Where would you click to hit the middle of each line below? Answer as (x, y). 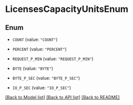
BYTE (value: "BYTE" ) (33, 68)
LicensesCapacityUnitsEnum (67, 9)
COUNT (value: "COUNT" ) (35, 39)
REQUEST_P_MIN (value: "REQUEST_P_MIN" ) (53, 59)
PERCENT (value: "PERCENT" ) (39, 49)
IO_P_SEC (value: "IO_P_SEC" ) (42, 88)
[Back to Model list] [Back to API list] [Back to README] (62, 97)
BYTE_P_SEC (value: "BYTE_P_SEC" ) (46, 78)
